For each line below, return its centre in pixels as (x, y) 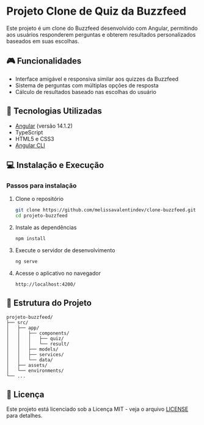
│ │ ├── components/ (38, 333)
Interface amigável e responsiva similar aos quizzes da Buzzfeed (97, 79)
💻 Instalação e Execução (55, 165)
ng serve (26, 261)
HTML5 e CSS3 (35, 139)
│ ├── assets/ (27, 365)
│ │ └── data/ (30, 360)
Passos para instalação (42, 186)
